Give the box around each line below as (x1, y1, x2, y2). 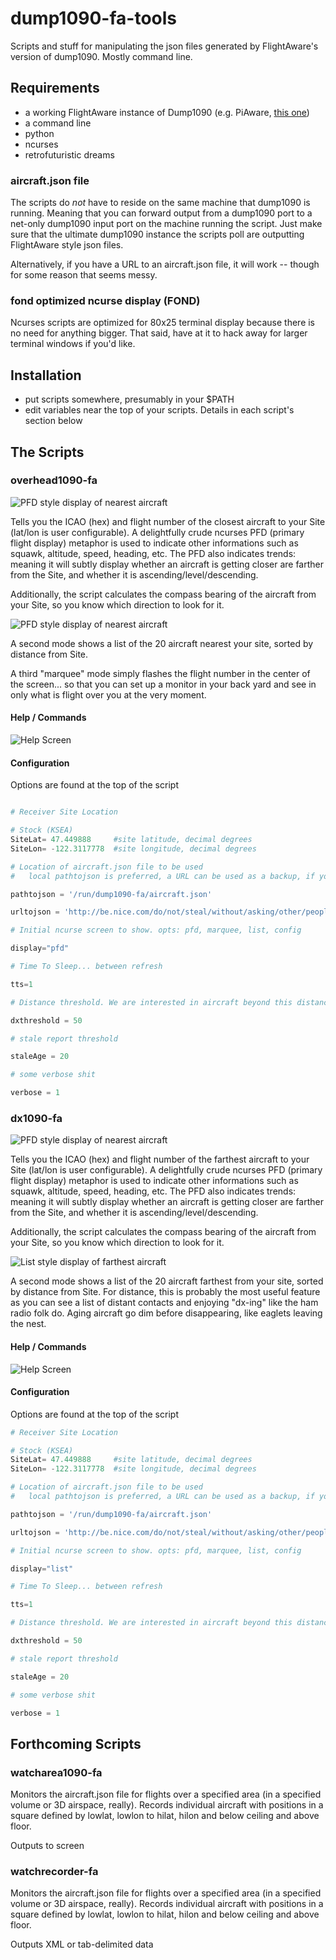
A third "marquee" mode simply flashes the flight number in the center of (10, 667, 311, 679)
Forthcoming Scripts (10, 1735, 142, 1752)
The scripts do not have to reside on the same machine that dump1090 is (10, 197, 311, 209)
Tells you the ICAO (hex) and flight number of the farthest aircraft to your (10, 1153, 310, 1166)
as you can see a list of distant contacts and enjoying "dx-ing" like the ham (10, 1297, 319, 1309)
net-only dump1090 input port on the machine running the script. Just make (10, 218, 323, 230)
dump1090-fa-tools (10, 7, 177, 30)
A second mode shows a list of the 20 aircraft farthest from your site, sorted (10, 1275, 324, 1287)
